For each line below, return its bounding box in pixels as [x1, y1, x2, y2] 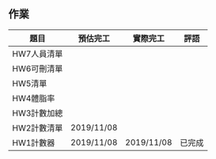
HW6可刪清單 [12, 62, 63, 74]
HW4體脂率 [12, 93, 55, 104]
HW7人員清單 [12, 48, 63, 59]
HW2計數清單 [12, 122, 63, 133]
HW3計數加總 [12, 108, 63, 119]
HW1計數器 [12, 137, 55, 148]
